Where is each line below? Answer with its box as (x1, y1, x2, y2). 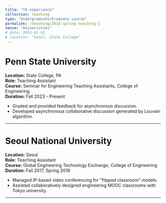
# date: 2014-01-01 (5, 30, 45, 35)
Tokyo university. (12, 187, 47, 193)
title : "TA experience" (5, 7, 54, 12)
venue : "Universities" (5, 26, 52, 31)
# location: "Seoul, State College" (5, 35, 81, 40)
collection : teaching (5, 12, 50, 17)
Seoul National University (5, 135, 112, 146)
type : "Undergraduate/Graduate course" (5, 16, 87, 21)
